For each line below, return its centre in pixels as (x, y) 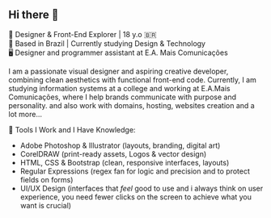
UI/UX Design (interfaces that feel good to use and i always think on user (142, 188)
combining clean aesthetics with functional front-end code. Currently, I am (132, 80)
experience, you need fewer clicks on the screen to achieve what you (136, 197)
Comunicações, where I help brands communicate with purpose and (123, 97)
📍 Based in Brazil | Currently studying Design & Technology (107, 43)
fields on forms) (47, 179)
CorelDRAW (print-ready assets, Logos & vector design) (113, 153)
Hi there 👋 (34, 15)
